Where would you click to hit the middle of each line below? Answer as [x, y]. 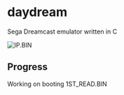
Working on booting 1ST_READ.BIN [57, 84]
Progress [27, 67]
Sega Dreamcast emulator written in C [62, 31]
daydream [37, 12]
